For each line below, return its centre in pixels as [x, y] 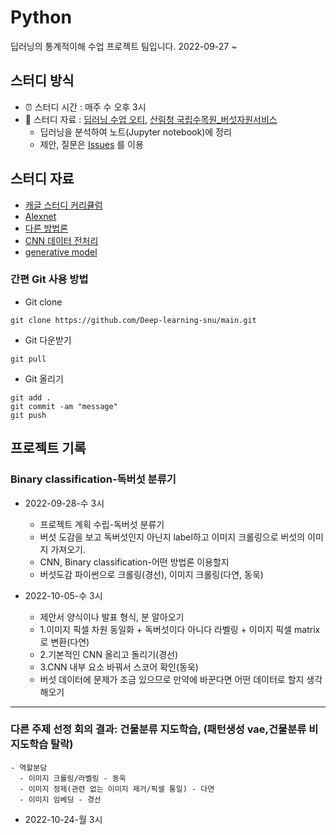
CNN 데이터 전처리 [61, 240]
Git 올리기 [44, 378]
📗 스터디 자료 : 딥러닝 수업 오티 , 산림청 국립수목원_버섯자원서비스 [151, 119]
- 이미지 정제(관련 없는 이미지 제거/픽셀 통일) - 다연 [117, 789]
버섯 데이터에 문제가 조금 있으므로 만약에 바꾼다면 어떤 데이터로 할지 [172, 679]
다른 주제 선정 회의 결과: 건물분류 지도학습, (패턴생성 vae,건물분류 [158, 729]
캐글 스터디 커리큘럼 [63, 205]
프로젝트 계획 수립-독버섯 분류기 [102, 524]
